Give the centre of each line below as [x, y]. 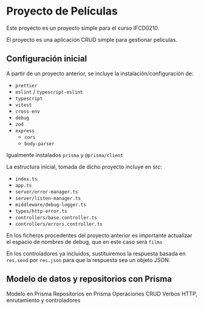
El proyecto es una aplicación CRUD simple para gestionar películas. [92, 39]
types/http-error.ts [41, 211]
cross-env [28, 111]
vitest [23, 105]
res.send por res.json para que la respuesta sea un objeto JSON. [88, 260]
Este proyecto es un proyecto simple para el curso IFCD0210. [83, 28]
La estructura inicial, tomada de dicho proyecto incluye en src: [84, 167]
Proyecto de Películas [62, 11]
